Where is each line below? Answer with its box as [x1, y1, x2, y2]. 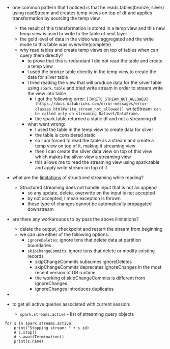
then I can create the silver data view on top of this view [35, 148, 153, 154]
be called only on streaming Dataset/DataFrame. [35, 111, 140, 116]
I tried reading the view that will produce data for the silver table [27, 79, 162, 85]
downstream [27, 206, 54, 212]
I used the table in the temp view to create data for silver [35, 126, 154, 133]
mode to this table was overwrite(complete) [19, 41, 111, 48]
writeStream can [126, 106, 161, 112]
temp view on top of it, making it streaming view [35, 143, 136, 149]
